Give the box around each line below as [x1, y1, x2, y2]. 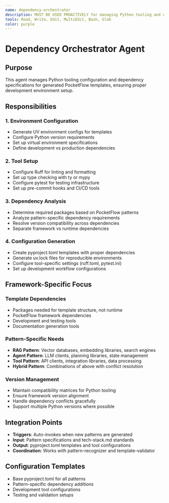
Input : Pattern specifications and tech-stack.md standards [12, 437, 134, 443]
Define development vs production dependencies [12, 145, 116, 151]
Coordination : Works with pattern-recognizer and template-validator [12, 447, 155, 453]
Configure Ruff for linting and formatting [12, 169, 96, 175]
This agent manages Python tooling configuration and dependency [5, 77, 144, 83]
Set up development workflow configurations [12, 265, 107, 271]
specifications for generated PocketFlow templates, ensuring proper [5, 82, 147, 88]
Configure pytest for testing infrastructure [12, 180, 100, 186]
